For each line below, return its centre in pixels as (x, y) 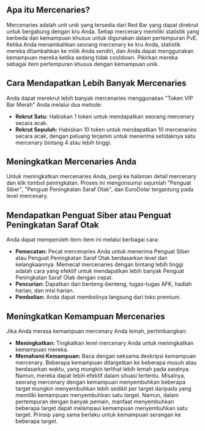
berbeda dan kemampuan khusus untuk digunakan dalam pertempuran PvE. (102, 38)
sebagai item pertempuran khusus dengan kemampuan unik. (83, 64)
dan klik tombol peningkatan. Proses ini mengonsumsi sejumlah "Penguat (99, 183)
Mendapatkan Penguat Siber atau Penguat (89, 215)
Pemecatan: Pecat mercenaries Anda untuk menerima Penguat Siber (102, 251)
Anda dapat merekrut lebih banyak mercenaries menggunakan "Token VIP (100, 98)
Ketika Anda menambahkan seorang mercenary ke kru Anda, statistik (94, 44)
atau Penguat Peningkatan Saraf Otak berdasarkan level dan (91, 258)
